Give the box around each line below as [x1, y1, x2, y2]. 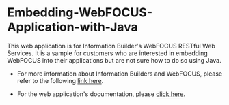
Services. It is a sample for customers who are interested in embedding [7, 49, 208, 57]
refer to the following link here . [16, 76, 104, 85]
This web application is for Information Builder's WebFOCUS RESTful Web [7, 42, 215, 50]
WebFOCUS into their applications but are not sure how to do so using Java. [7, 56, 221, 64]
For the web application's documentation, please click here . [16, 90, 186, 98]
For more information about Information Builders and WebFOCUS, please [16, 70, 223, 78]
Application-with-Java [7, 19, 138, 35]
